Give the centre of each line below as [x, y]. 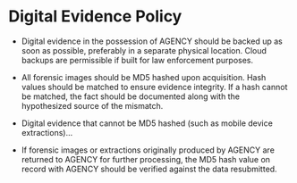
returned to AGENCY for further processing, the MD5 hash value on [145, 159]
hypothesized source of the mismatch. [92, 105]
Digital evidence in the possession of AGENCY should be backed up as [152, 41]
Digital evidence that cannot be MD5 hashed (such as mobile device [147, 123]
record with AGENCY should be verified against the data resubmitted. [149, 169]
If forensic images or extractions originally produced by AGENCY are [148, 150]
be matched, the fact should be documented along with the [131, 96]
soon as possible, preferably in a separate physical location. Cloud [144, 50]
